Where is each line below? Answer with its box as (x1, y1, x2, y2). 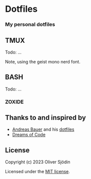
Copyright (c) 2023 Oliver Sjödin (5, 159, 70, 165)
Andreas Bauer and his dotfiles (12, 126, 74, 132)
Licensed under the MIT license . (5, 169, 70, 175)
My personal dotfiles (5, 21, 55, 28)
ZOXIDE (5, 98, 24, 105)
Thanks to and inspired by (5, 114, 86, 122)
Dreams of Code (12, 132, 45, 138)
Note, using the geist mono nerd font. (5, 59, 81, 64)
